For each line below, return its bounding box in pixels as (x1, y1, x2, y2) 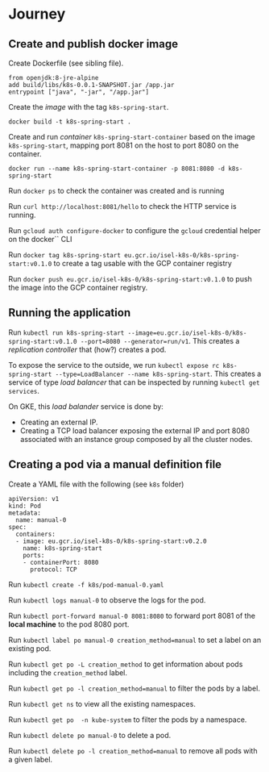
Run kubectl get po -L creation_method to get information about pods (8, 659, 243, 669)
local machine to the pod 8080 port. (8, 619, 130, 629)
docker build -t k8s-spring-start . (8, 118, 131, 126)
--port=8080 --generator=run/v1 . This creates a (80, 336, 240, 345)
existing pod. (8, 643, 52, 653)
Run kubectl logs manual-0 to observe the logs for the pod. (8, 595, 206, 605)
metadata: (8, 509, 42, 517)
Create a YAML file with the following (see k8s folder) (8, 479, 184, 489)
